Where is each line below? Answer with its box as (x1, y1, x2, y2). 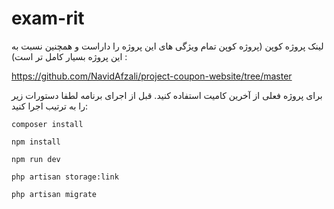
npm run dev (11, 154, 61, 164)
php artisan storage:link (11, 172, 119, 182)
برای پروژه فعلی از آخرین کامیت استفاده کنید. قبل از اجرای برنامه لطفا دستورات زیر (11, 89, 323, 101)
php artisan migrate (11, 189, 98, 199)
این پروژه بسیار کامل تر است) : (11, 50, 128, 62)
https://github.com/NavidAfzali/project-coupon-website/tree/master (11, 70, 293, 82)
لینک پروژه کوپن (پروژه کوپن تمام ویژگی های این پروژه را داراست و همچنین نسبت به (11, 40, 324, 52)
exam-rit (11, 7, 85, 30)
